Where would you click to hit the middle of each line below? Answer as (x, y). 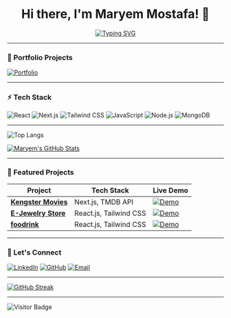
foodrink (25, 224)
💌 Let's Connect (34, 252)
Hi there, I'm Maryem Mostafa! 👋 (115, 14)
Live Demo (171, 190)
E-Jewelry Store (38, 213)
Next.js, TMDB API (104, 201)
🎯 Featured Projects (41, 172)
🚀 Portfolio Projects (40, 57)
